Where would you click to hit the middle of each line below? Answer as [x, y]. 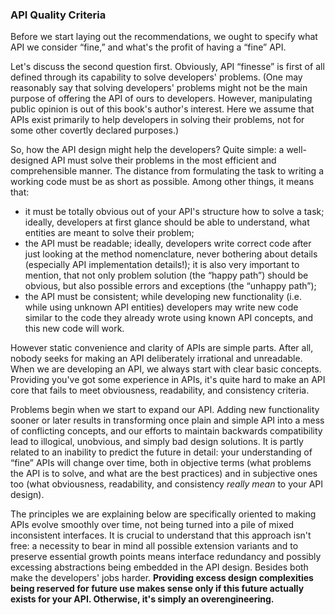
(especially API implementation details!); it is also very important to [162, 265]
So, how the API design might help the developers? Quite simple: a [147, 150]
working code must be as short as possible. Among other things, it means [162, 182]
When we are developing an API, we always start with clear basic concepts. [166, 369]
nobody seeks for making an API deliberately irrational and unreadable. [156, 359]
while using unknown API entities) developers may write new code [161, 307]
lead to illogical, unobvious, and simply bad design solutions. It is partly [157, 442]
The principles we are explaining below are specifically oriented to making [163, 514]
